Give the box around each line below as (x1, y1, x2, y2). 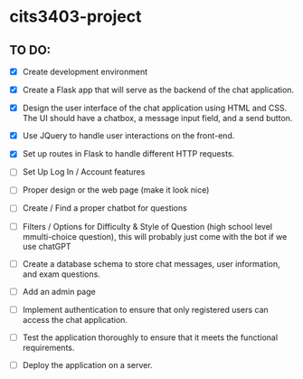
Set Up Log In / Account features (22, 166, 146, 177)
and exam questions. (22, 269, 101, 280)
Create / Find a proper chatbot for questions (22, 203, 187, 213)
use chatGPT (22, 241, 71, 251)
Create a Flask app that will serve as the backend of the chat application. (22, 84, 295, 96)
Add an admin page (22, 286, 97, 297)
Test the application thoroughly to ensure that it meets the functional (22, 332, 279, 343)
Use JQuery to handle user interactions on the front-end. (22, 130, 235, 141)
